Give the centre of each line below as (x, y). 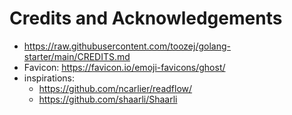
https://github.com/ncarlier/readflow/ (115, 88)
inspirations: (49, 78)
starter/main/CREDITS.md (77, 56)
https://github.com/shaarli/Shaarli (108, 99)
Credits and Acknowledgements (146, 18)
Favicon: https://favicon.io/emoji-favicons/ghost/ (124, 67)
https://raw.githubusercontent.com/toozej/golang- (127, 46)
